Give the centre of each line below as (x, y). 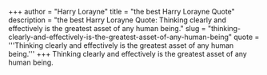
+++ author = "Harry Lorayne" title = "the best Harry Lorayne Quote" (122, 12)
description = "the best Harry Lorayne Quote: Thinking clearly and (117, 20)
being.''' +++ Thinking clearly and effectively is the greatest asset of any (128, 54)
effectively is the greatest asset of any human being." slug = (107, 28)
